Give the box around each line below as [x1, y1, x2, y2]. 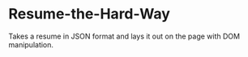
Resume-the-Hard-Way [8, 5, 170, 23]
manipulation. [8, 39, 54, 49]
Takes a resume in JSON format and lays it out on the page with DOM [8, 31, 241, 41]
